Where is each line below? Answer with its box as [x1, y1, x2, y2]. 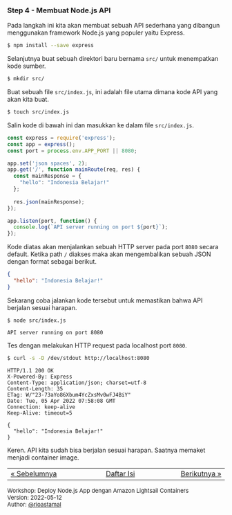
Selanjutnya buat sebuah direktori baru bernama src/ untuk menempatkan [7, 55, 219, 63]
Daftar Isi [106, 469, 135, 478]
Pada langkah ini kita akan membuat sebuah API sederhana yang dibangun [7, 21, 220, 30]
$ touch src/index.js [7, 109, 70, 116]
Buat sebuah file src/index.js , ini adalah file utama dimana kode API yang [7, 88, 218, 96]
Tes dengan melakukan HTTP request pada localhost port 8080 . [7, 341, 188, 350]
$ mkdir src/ [7, 75, 45, 82]
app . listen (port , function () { [7, 217, 97, 224]
